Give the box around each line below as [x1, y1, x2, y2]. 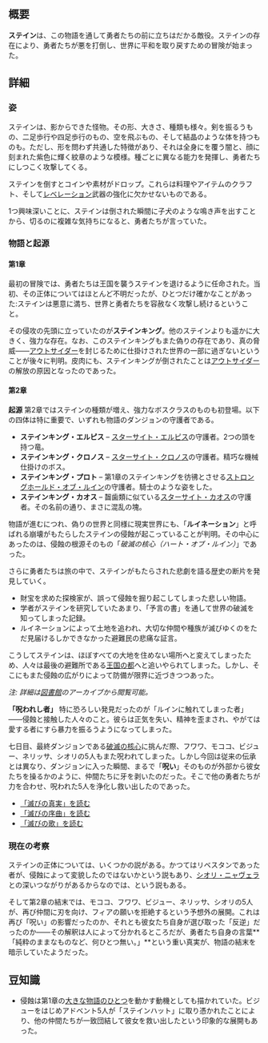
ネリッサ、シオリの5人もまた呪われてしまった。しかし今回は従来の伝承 [22, 751, 257, 761]
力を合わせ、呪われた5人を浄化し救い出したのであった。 [8, 781, 194, 791]
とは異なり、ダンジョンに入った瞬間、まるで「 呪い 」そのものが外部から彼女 [8, 761, 261, 771]
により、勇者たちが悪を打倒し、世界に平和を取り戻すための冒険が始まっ [14, 40, 254, 50]
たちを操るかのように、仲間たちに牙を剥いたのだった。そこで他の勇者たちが [8, 771, 261, 781]
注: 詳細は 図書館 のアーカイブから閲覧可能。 [8, 687, 153, 697]
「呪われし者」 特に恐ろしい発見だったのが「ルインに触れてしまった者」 [8, 704, 248, 714]
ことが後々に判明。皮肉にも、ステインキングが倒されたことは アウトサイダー [8, 356, 260, 365]
